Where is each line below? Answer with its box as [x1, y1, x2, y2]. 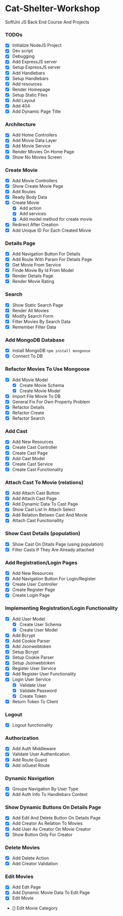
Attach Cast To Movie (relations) [5, 479, 84, 486]
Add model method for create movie [19, 216, 93, 222]
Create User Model [19, 627, 58, 632]
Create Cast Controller [12, 445, 58, 450]
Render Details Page [12, 273, 54, 279]
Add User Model [12, 616, 45, 622]
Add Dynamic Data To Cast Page [12, 501, 78, 507]
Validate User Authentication [12, 751, 70, 757]
